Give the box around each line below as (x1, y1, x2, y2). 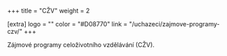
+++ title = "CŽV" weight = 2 (7, 7, 90, 15)
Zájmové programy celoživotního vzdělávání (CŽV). (7, 41, 155, 48)
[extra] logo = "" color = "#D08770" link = (7, 20, 128, 28)
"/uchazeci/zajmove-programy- (129, 20, 220, 28)
